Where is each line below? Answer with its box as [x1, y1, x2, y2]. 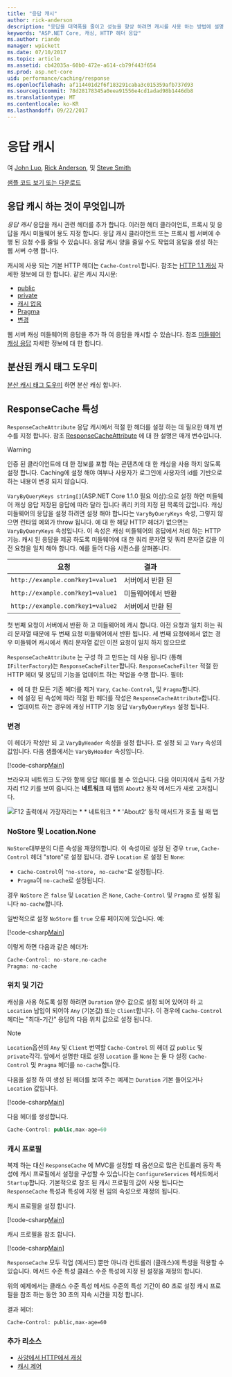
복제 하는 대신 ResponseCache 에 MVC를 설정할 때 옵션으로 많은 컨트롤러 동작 [7, 1161, 215, 1169]
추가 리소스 [7, 1336, 42, 1346]
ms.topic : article [7, 56, 60, 63]
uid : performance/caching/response [7, 74, 110, 82]
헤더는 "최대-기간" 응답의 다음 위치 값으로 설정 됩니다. [7, 1015, 152, 1023]
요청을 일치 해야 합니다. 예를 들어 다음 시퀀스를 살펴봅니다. [14, 544, 172, 552]
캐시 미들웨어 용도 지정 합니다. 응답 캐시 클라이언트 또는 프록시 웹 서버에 [19, 229, 214, 237]
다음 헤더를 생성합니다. [7, 1112, 69, 1121]
